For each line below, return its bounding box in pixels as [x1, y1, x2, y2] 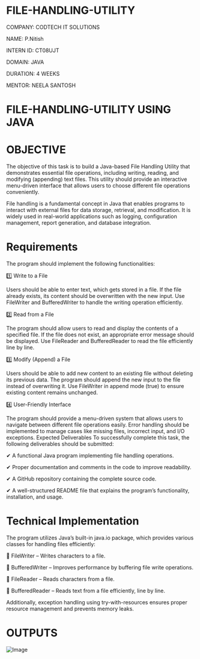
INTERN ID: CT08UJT [6, 46, 59, 54]
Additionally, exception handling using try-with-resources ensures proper [6, 598, 188, 606]
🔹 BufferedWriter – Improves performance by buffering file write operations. [6, 563, 194, 571]
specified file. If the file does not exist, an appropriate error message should [6, 331, 194, 338]
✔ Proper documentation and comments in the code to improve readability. [6, 464, 192, 470]
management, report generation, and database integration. [6, 219, 151, 226]
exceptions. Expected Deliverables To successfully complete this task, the [6, 434, 190, 441]
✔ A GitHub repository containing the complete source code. [6, 475, 157, 482]
